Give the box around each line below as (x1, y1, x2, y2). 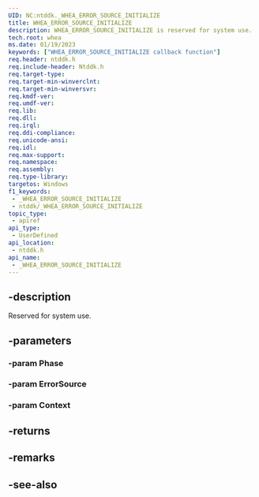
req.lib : (8, 107, 37, 115)
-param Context (8, 400, 71, 411)
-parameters (8, 334, 72, 347)
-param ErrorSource (8, 379, 87, 390)
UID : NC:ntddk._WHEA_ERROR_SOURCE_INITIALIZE (8, 11, 160, 20)
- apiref (11, 217, 41, 225)
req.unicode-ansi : (8, 136, 69, 144)
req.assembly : (8, 166, 55, 174)
